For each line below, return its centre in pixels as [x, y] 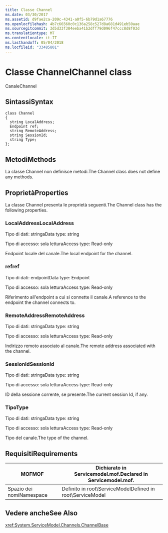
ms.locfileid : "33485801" [32, 47]
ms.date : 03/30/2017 [27, 15]
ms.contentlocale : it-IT [31, 38]
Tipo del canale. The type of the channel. [47, 438]
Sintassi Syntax [29, 102]
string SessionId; [29, 135]
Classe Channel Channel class [68, 72]
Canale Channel [21, 86]
